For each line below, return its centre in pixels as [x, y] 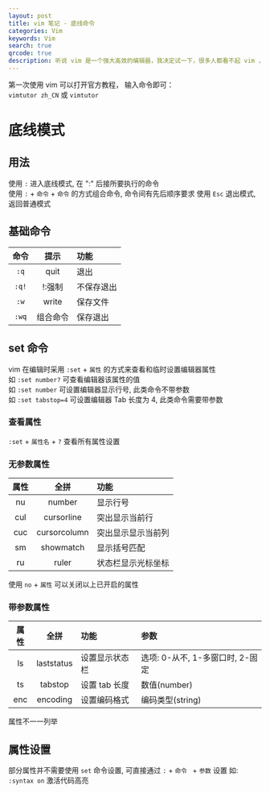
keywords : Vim [32, 38]
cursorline [63, 517]
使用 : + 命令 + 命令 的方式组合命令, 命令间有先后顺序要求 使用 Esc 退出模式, [132, 193]
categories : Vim [35, 31]
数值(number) [166, 685]
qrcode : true [30, 53]
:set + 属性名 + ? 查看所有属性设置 [64, 441]
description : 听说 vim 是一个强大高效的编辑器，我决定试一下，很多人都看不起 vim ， [137, 61]
